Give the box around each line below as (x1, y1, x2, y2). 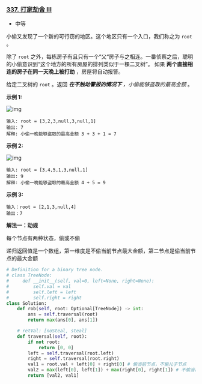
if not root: (28, 339, 61, 345)
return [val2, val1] (28, 373, 79, 379)
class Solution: (6, 300, 47, 307)
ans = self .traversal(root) (28, 311, 98, 317)
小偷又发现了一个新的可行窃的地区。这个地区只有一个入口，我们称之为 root (6, 33, 192, 40)
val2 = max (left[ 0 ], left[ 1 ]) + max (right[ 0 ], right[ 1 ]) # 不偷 (28, 367, 191, 373)
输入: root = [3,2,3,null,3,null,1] (6, 118, 96, 124)
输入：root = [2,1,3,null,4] (6, 204, 77, 211)
